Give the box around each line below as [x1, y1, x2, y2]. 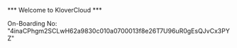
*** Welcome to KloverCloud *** [7, 6, 102, 14]
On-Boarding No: [7, 19, 57, 27]
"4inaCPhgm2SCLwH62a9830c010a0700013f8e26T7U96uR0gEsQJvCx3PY [7, 27, 231, 35]
